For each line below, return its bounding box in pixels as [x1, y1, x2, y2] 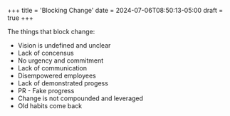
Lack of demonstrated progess [17, 79, 109, 88]
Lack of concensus [17, 49, 74, 57]
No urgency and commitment [17, 56, 104, 65]
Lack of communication [17, 64, 88, 72]
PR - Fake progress [17, 87, 75, 95]
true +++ [7, 14, 34, 22]
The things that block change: [7, 28, 95, 36]
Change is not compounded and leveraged [17, 94, 144, 102]
